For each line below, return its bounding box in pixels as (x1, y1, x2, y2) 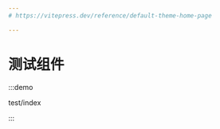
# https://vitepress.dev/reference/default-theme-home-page (8, 11, 213, 20)
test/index (8, 97, 41, 107)
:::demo (8, 82, 33, 92)
